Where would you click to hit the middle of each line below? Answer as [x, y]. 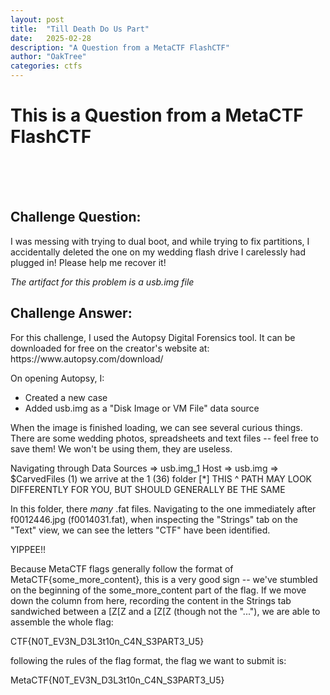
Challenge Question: [76, 217]
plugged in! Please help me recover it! [88, 262]
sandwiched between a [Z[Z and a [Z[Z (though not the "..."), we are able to [165, 611]
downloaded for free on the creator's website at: [110, 348]
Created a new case [66, 397]
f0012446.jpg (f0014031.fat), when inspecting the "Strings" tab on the [154, 519]
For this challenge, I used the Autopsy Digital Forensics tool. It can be [153, 337]
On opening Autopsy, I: [57, 378]
